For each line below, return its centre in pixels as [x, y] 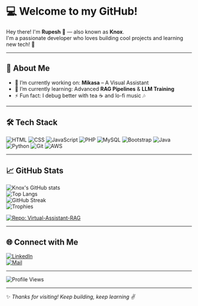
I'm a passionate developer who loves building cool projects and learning [95, 38]
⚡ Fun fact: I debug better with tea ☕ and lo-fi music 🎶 [80, 96]
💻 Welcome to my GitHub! [72, 11]
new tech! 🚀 [21, 44]
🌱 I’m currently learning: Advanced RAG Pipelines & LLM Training [95, 88]
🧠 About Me [28, 68]
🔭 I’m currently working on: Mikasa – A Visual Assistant [82, 83]
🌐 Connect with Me [42, 242]
